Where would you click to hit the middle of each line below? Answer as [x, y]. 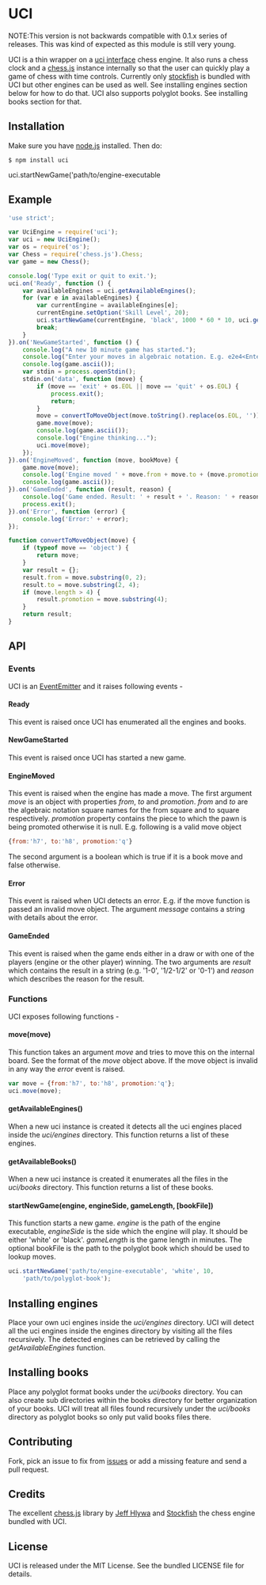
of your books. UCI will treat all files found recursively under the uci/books [129, 1408]
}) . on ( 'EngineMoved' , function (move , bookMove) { [93, 460]
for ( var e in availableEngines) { [81, 298]
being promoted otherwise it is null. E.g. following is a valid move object [125, 827]
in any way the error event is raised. [66, 1069]
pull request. [28, 1469]
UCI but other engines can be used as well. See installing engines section [128, 85]
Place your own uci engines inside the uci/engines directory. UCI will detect [131, 1322]
